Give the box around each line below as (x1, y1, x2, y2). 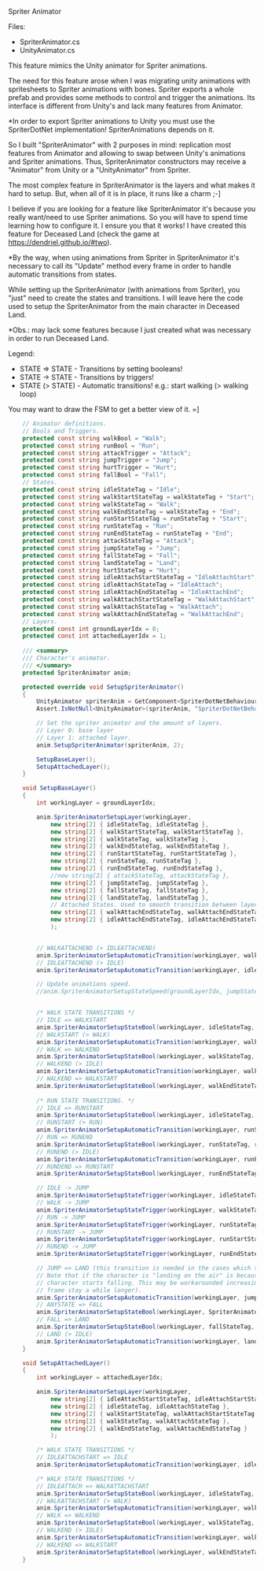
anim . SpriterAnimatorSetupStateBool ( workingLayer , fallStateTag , (36, 1323, 255, 1331)
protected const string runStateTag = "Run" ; (22, 522, 174, 530)
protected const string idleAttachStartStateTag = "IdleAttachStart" (22, 574, 255, 581)
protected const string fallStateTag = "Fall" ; (22, 552, 181, 559)
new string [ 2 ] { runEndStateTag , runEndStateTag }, (49, 864, 223, 872)
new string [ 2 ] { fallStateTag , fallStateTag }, (49, 886, 210, 894)
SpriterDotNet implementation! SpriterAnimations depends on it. (8, 125, 214, 134)
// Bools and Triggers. (22, 427, 101, 435)
